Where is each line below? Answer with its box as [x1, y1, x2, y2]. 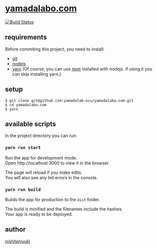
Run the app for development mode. [5, 154, 77, 161]
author [5, 225, 26, 234]
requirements [5, 33, 47, 41]
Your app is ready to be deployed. [5, 211, 73, 217]
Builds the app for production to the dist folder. [5, 196, 100, 202]
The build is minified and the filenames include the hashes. [5, 206, 123, 212]
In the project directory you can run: [5, 133, 77, 139]
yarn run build [5, 187, 41, 192]
